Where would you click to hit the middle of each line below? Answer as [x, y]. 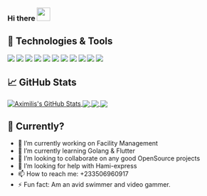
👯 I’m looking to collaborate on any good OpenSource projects [109, 158]
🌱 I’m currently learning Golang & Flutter [76, 151]
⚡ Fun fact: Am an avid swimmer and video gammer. [94, 185]
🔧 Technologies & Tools [60, 42]
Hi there [21, 18]
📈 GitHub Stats [42, 83]
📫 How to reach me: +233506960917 [73, 174]
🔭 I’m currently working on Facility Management [88, 143]
